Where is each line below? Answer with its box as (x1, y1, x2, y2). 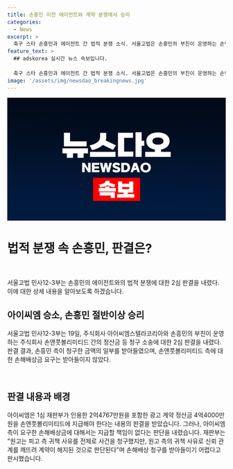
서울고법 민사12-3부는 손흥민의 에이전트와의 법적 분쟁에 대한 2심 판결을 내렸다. (7, 278, 220, 286)
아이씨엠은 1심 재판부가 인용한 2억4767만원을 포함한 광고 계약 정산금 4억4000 (7, 411, 220, 419)
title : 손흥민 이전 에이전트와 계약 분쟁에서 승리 (7, 11, 130, 18)
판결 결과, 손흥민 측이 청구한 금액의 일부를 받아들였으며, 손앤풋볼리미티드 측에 (7, 346, 216, 354)
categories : (7, 18, 42, 26)
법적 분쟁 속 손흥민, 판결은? (7, 240, 153, 256)
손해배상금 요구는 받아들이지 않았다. (14, 355, 111, 363)
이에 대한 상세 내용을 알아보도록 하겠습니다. (7, 287, 124, 295)
